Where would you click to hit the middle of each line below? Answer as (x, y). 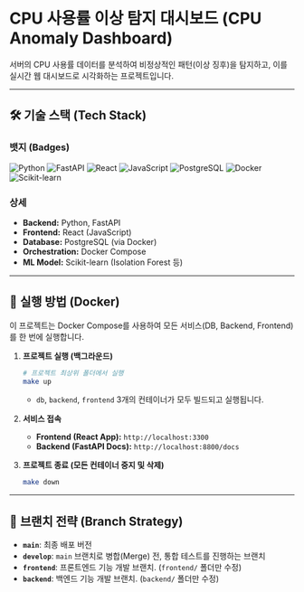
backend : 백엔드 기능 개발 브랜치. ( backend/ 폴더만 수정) (121, 578)
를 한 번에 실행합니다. (47, 336)
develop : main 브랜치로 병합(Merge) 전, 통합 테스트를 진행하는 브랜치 (144, 556)
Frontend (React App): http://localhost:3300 (123, 437)
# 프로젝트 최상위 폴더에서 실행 (73, 373)
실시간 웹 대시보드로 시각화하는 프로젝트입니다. (92, 75)
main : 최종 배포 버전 (57, 545)
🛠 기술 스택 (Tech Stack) (78, 115)
